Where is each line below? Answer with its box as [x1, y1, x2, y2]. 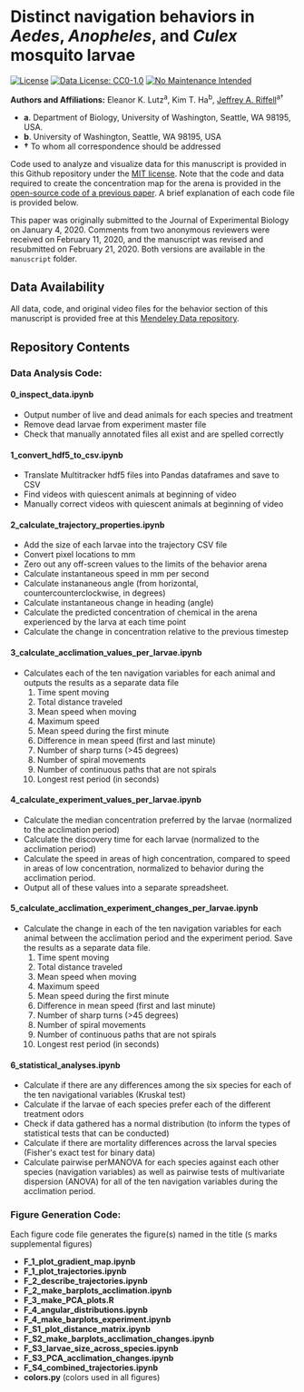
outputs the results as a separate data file [23, 676, 180, 687]
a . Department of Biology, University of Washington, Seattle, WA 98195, [23, 112, 291, 123]
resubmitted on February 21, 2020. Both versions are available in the [10, 243, 266, 254]
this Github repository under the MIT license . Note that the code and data [10, 168, 285, 179]
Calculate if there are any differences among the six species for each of [23, 1080, 292, 1091]
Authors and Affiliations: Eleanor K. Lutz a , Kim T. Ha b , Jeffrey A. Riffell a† [10, 93, 284, 105]
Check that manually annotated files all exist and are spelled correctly [23, 429, 284, 439]
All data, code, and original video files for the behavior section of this [10, 303, 269, 314]
